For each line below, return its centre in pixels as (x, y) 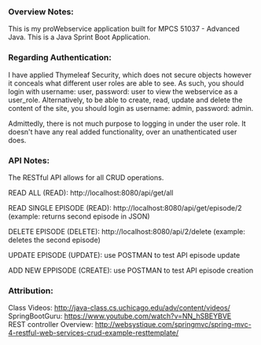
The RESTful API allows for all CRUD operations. (86, 177)
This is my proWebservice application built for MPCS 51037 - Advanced (124, 29)
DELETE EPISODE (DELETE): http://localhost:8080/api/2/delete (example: (127, 231)
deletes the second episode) (54, 240)
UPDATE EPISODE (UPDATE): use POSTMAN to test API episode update (124, 255)
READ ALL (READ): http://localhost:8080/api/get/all (91, 193)
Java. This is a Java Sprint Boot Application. (79, 37)
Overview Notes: (41, 12)
